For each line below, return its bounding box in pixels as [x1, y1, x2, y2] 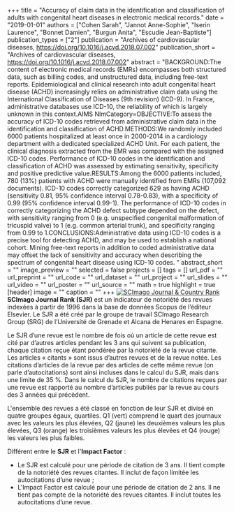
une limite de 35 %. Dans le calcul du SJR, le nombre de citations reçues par [7, 376, 228, 383]
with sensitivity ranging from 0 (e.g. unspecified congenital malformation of [7, 214, 225, 222]
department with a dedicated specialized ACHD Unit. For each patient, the [7, 140, 220, 147]
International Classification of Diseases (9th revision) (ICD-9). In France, [7, 95, 215, 103]
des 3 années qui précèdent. [7, 390, 90, 399]
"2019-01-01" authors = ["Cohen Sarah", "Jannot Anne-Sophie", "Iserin [7, 21, 211, 29]
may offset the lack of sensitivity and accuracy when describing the [7, 251, 203, 259]
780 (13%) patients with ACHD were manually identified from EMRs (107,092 [7, 177, 226, 184]
